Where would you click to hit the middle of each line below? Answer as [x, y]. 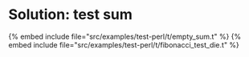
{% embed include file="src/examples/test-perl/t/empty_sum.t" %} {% [125, 36]
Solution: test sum [70, 15]
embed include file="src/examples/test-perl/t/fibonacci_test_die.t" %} [124, 44]
